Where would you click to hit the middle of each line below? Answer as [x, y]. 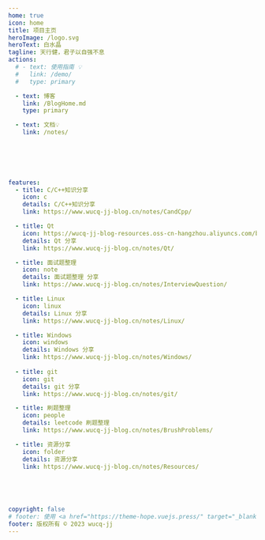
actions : [22, 60]
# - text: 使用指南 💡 [49, 67]
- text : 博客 [35, 96]
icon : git [39, 379]
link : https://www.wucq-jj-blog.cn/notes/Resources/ [111, 466]
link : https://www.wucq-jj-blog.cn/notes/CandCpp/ [107, 212]
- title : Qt [35, 226]
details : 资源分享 [50, 459]
